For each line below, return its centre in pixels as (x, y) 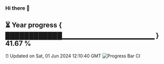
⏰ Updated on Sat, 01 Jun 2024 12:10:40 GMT (53, 56)
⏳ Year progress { (34, 25)
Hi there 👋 (18, 8)
